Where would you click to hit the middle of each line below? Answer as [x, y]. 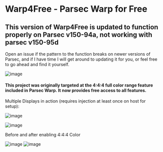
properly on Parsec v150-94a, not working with [79, 34]
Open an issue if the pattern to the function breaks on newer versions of [78, 54]
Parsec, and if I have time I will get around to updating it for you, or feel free [81, 59]
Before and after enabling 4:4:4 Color [43, 135]
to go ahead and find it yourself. [37, 64]
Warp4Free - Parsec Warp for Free [76, 9]
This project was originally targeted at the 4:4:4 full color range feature [79, 85]
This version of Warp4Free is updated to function [82, 27]
